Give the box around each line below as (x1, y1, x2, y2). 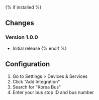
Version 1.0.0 (5, 34, 38, 41)
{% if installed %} (5, 5, 42, 10)
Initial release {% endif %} (12, 45, 67, 51)
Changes (5, 19, 34, 27)
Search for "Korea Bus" (12, 84, 61, 90)
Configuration (5, 60, 50, 68)
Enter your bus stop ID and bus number (12, 89, 94, 95)
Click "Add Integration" (12, 78, 60, 84)
